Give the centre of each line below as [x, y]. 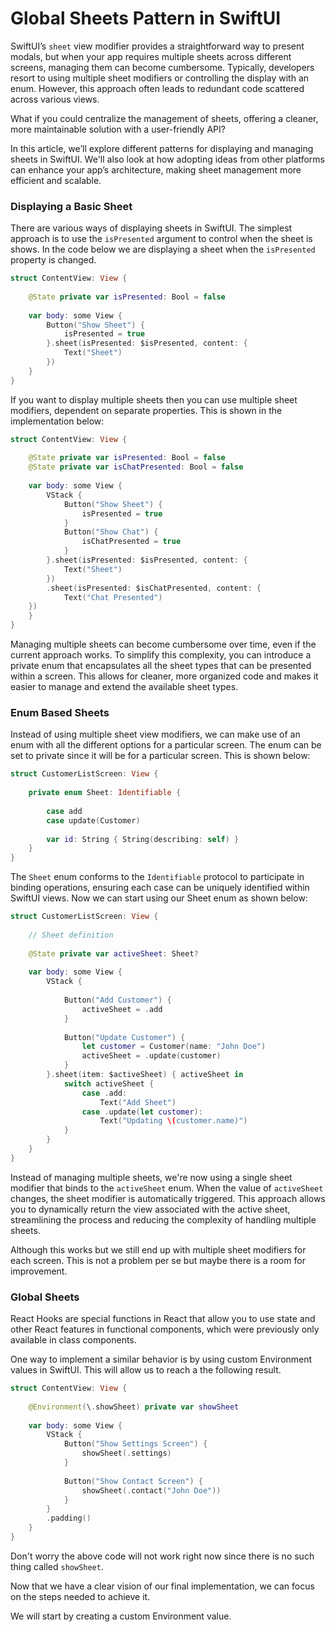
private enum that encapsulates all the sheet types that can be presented [161, 666]
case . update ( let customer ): [142, 1112]
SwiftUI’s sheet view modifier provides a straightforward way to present [157, 46]
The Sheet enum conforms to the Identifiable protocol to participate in [157, 877]
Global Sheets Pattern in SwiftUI [146, 18]
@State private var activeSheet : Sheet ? [113, 953]
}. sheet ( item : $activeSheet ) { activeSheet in [145, 1075]
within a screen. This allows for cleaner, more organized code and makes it [164, 676]
